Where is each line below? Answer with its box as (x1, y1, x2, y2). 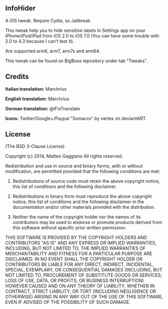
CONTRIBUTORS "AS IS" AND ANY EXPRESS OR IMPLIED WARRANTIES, (5, 240, 157, 246)
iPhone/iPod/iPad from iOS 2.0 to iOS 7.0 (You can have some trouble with (5, 32, 159, 38)
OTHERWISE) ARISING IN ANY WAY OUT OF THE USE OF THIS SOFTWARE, (5, 294, 163, 300)
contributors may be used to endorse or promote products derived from (12, 219, 162, 225)
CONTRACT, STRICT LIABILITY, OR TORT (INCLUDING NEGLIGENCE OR (5, 288, 156, 294)
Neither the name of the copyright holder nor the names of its (12, 214, 141, 220)
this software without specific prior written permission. (12, 225, 127, 231)
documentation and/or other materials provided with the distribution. (12, 204, 155, 210)
